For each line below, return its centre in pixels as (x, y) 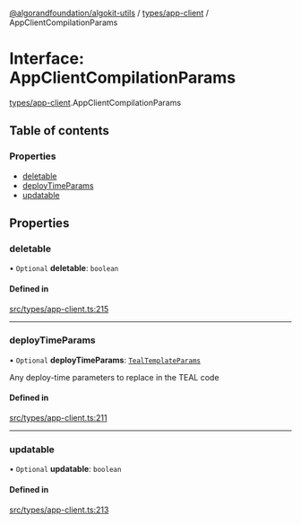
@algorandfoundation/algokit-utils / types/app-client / (109, 13)
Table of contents (59, 131)
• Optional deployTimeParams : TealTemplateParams (105, 360)
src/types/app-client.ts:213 (59, 510)
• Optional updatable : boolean (65, 469)
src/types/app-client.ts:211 (58, 418)
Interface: (47, 59)
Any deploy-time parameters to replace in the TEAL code (114, 377)
